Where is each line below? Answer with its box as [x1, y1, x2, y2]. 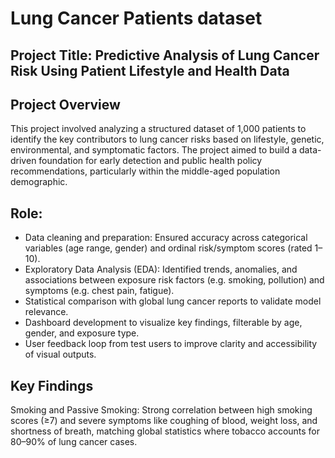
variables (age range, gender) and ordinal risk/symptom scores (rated [24, 242, 313, 254]
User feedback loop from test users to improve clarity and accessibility [24, 338, 318, 350]
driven [10, 155, 37, 167]
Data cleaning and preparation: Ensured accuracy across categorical [24, 232, 308, 244]
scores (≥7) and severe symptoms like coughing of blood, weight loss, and [10, 415, 318, 427]
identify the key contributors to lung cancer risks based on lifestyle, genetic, [10, 133, 325, 146]
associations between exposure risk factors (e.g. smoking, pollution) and [24, 274, 325, 286]
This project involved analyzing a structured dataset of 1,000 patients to [10, 123, 307, 135]
